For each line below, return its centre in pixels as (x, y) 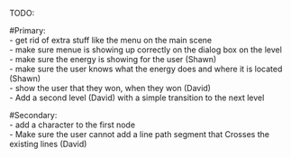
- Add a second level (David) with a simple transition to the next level (137, 98)
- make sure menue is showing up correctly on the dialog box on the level (145, 50)
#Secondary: (33, 115)
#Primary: (28, 30)
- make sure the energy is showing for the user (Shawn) (113, 59)
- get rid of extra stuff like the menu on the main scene (111, 40)
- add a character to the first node (73, 125)
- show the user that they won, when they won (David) (110, 88)
